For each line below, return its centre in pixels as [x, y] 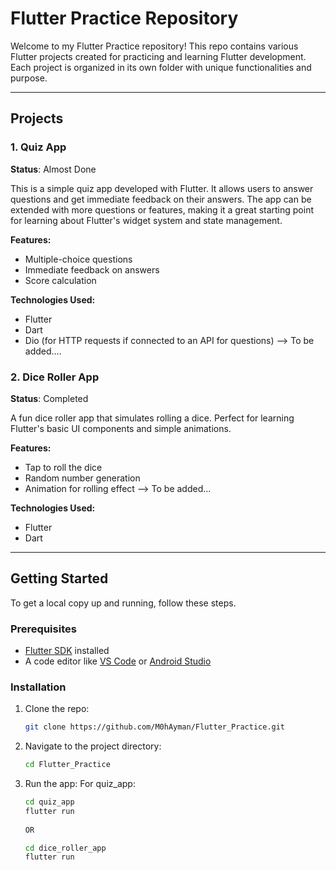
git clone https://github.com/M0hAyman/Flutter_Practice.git [155, 727]
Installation [38, 687]
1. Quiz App [38, 147]
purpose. [29, 78]
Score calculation [60, 280]
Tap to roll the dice [63, 467]
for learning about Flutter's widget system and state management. [146, 220]
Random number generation [82, 478]
